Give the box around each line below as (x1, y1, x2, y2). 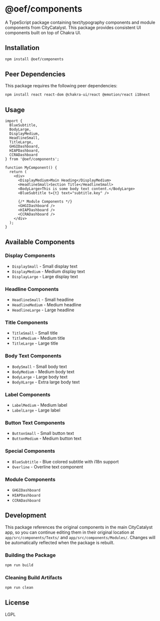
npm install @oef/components (5, 57, 64, 62)
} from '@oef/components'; (5, 157, 59, 162)
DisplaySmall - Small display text (12, 263, 78, 269)
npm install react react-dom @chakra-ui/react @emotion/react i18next (5, 92, 150, 97)
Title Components (5, 319, 48, 326)
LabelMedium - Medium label (12, 402, 68, 408)
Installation (5, 44, 40, 52)
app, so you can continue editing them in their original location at (5, 529, 134, 535)
